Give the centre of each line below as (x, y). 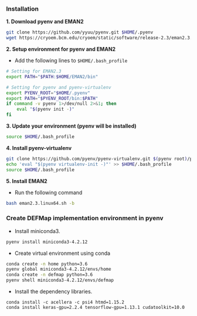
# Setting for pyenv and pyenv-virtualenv (59, 87)
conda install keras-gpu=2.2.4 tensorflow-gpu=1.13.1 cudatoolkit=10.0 (95, 308)
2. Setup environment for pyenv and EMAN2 (61, 49)
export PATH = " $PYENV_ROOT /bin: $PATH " (52, 98)
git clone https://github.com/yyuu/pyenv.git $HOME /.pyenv (80, 32)
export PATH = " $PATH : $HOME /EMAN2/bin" (52, 76)
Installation (23, 9)
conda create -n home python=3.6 (47, 264)
